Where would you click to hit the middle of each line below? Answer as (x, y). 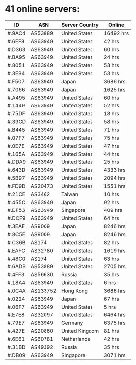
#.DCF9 (17, 218)
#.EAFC (17, 250)
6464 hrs (114, 314)
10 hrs (112, 194)
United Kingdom (80, 331)
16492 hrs (116, 33)
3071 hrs (114, 355)
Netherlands (76, 339)
